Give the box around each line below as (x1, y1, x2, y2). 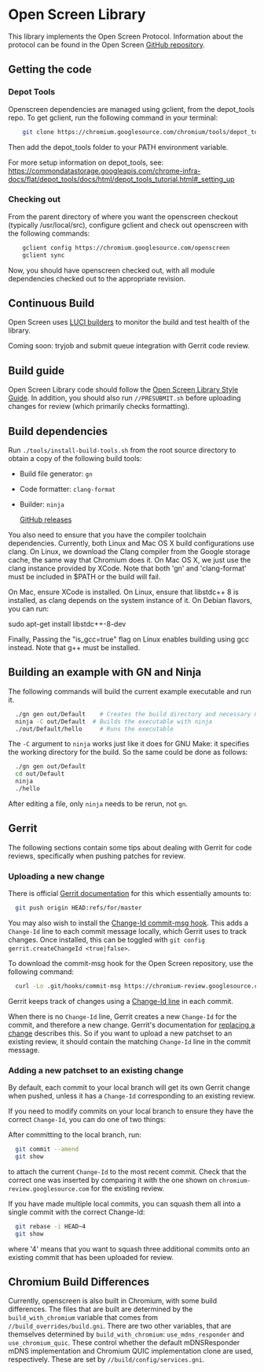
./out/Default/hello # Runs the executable (15, 725, 174, 733)
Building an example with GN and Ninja (8, 666, 202, 679)
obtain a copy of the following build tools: (8, 453, 142, 463)
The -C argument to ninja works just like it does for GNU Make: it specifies (8, 739, 250, 749)
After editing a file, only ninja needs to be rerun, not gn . (8, 798, 189, 809)
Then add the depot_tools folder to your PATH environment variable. (8, 142, 229, 151)
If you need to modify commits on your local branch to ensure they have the (8, 1106, 254, 1116)
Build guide (8, 364, 65, 377)
